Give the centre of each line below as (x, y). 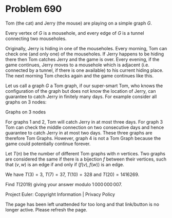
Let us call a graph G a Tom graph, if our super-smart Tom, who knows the (84, 86)
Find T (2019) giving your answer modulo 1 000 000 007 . (64, 184)
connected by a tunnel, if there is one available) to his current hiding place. (84, 70)
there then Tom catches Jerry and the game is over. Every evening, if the (82, 59)
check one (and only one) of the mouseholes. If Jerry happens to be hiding (85, 54)
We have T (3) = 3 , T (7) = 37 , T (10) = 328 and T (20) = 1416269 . (72, 174)
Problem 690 (34, 9)
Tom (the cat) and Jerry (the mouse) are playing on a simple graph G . (79, 23)
